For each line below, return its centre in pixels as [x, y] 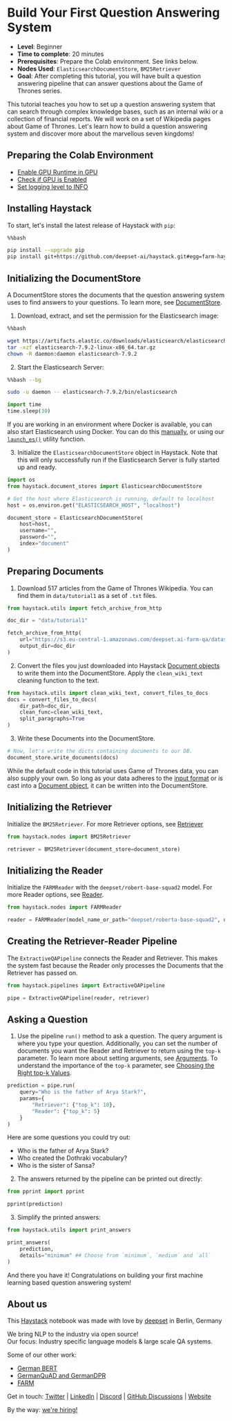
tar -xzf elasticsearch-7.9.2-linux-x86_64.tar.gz [81, 347]
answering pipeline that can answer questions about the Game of [110, 83]
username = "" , [38, 531]
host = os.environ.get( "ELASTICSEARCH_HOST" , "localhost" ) [94, 505]
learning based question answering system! [69, 1283]
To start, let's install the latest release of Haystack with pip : [91, 225]
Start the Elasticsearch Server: [60, 367]
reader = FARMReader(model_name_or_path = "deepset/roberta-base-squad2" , [114, 920]
